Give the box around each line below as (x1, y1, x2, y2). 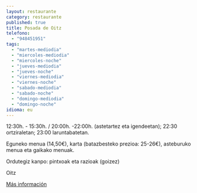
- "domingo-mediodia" (11, 96, 65, 101)
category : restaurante (6, 14, 62, 20)
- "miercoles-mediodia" (11, 52, 69, 58)
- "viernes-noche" (11, 80, 57, 86)
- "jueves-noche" (11, 69, 54, 75)
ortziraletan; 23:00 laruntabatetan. (6, 129, 89, 136)
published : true (6, 19, 46, 25)
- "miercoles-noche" (11, 57, 62, 63)
